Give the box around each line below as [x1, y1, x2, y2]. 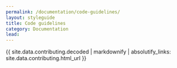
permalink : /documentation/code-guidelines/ [5, 8, 120, 15]
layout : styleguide [5, 15, 55, 21]
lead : [5, 32, 19, 38]
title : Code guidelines [5, 20, 66, 26]
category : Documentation [5, 25, 69, 32]
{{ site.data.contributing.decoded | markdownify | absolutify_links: [5, 48, 172, 55]
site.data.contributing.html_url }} [5, 55, 87, 62]
